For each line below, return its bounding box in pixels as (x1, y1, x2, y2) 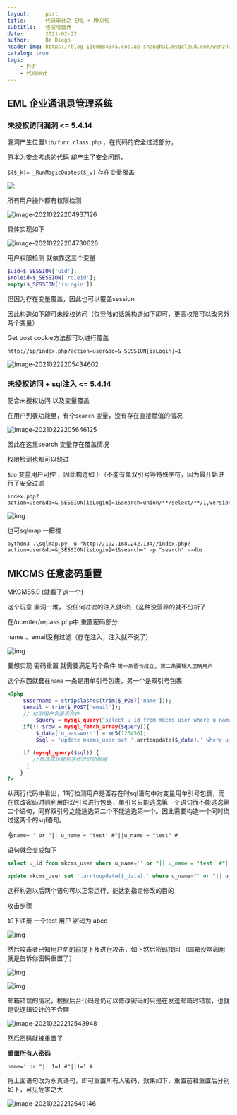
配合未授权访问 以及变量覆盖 (7, 397, 90, 405)
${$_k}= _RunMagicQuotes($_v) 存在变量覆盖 (7, 168, 135, 177)
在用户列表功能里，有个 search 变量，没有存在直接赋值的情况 (7, 411, 183, 420)
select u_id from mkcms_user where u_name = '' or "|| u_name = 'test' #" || (7, 860, 232, 867)
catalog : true (7, 50, 49, 57)
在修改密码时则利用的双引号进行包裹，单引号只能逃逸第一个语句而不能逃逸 (7, 798, 224, 807)
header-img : (7, 43, 42, 50)
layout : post (7, 10, 59, 18)
